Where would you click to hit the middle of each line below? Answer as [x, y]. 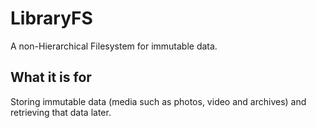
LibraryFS [51, 18]
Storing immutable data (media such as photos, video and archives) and [158, 101]
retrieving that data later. [61, 112]
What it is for [51, 77]
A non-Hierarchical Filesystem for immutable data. [114, 46]
